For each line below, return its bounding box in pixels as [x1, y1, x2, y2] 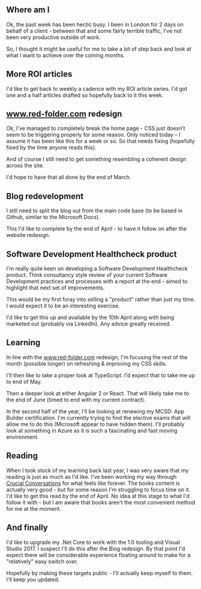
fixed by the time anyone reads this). [6, 144, 97, 151]
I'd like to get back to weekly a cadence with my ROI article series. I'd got [6, 85, 188, 92]
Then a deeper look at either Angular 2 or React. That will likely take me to [6, 389, 190, 396]
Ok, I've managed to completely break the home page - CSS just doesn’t [6, 125, 185, 132]
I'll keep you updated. [6, 576, 60, 583]
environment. [6, 433, 39, 440]
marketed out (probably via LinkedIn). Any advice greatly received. [6, 320, 171, 327]
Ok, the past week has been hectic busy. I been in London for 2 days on [6, 20, 184, 28]
